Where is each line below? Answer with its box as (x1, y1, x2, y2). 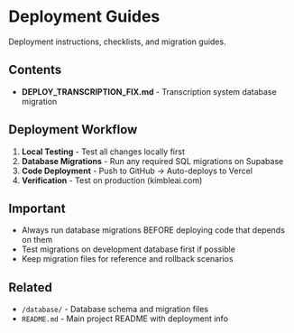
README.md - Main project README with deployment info (21, 313, 229, 324)
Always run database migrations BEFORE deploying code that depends (21, 225, 286, 236)
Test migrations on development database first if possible (21, 244, 236, 254)
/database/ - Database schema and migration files (21, 304, 209, 315)
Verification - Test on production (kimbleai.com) (21, 174, 203, 186)
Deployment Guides (8, 6, 161, 27)
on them (21, 235, 53, 245)
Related (8, 280, 53, 295)
